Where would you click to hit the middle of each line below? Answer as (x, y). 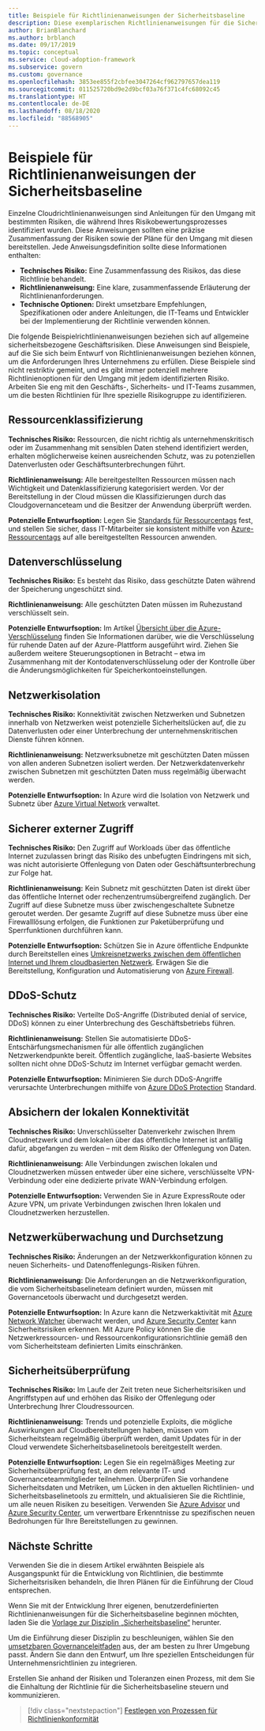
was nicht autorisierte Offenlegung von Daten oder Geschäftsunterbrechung (132, 865)
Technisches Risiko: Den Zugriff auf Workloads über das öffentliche (119, 848)
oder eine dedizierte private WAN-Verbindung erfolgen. (138, 1180)
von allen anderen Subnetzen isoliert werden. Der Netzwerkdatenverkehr (127, 763)
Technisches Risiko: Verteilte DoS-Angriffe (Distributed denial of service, (127, 1014)
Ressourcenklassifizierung (76, 420)
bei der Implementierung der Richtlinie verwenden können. (115, 320)
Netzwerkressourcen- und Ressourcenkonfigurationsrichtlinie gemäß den (128, 1337)
